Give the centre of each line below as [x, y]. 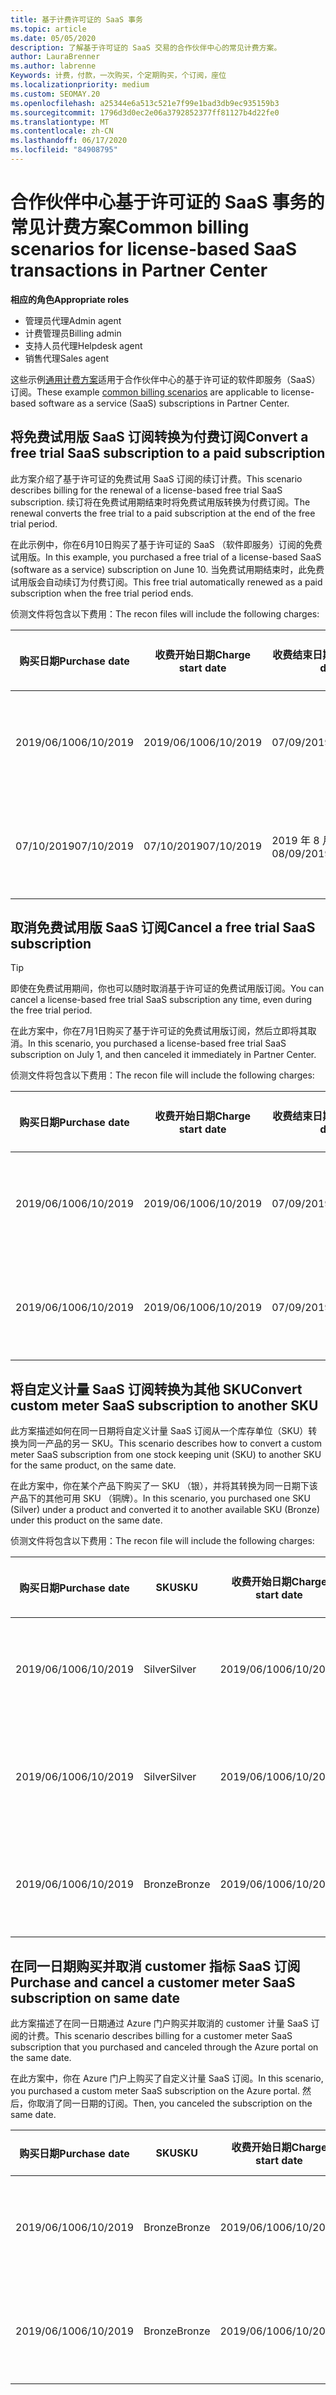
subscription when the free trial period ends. [102, 593]
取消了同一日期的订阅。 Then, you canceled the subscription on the [174, 2103]
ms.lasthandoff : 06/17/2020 [69, 141]
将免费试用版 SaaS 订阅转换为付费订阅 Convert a [159, 437]
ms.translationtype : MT [60, 122]
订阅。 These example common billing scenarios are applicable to [144, 392]
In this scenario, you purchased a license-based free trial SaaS [157, 1043]
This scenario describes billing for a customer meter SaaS [173, 2036]
